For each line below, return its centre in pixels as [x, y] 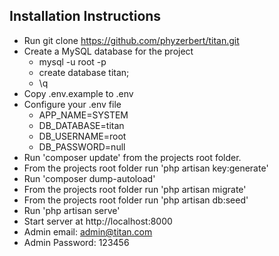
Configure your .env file [72, 104]
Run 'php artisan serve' [72, 210]
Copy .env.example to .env [78, 93]
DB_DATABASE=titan [81, 125]
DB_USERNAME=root [82, 136]
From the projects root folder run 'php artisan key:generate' [146, 168]
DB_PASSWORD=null [82, 146]
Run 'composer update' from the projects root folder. [132, 157]
